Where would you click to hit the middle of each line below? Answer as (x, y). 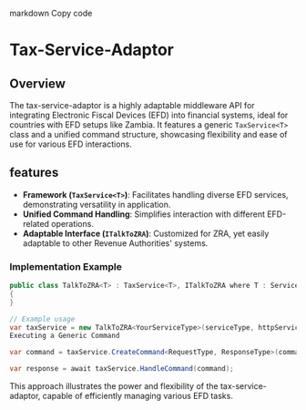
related (36, 223)
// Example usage (42, 319)
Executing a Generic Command (65, 336)
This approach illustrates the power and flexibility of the (114, 386)
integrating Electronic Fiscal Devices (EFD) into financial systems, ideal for (149, 115)
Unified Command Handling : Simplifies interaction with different (144, 214)
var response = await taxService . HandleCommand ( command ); (122, 369)
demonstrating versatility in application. (97, 204)
